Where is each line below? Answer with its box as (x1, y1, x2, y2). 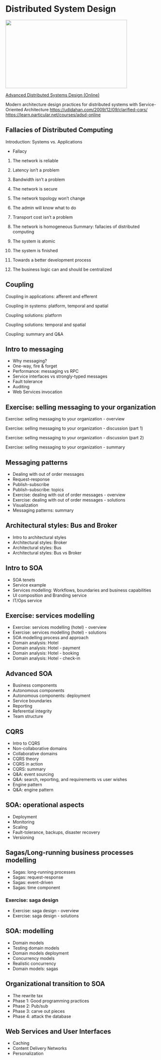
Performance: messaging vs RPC (12, 368, 79, 374)
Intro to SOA (5, 564, 43, 572)
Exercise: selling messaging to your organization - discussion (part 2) (5, 435, 145, 441)
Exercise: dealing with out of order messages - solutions (12, 497, 126, 503)
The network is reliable (12, 157, 59, 163)
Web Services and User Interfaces (5, 1027, 111, 1036)
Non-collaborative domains (12, 746, 67, 751)
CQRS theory (12, 756, 39, 762)
